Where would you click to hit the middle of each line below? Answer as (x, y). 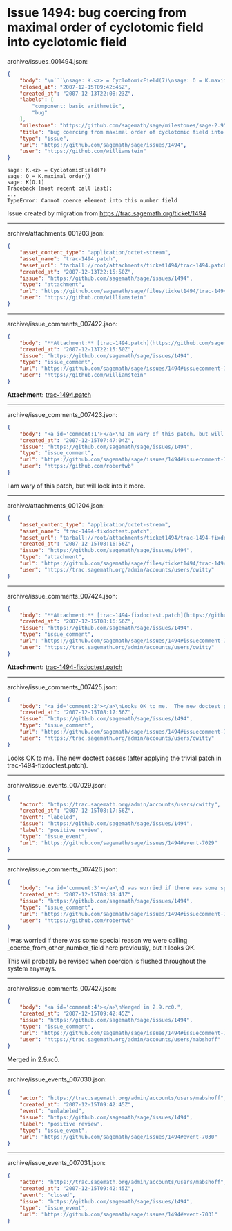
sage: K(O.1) (26, 183)
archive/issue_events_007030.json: (57, 1079)
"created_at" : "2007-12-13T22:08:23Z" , (77, 94)
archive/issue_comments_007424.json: (62, 596)
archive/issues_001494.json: (48, 61)
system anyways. (32, 968)
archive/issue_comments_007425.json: (62, 687)
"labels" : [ (37, 100)
